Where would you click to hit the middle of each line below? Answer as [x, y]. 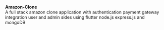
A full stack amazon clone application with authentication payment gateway [82, 12]
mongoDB [15, 22]
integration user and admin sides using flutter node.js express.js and [75, 17]
